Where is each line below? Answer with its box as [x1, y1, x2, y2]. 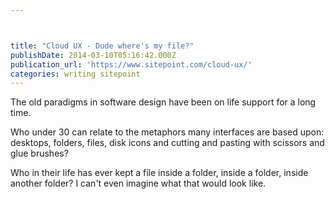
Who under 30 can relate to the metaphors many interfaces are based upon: [10, 126, 325, 138]
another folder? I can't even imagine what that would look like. [10, 177, 267, 190]
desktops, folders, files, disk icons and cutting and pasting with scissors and [10, 137, 325, 149]
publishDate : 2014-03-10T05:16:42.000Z [10, 50, 177, 60]
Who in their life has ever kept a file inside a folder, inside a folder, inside [10, 167, 309, 179]
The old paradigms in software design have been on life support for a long [10, 96, 317, 108]
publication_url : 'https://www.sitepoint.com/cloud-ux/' [10, 59, 253, 70]
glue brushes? [10, 147, 69, 160]
